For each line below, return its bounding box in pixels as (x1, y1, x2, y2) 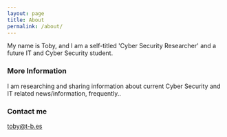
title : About (7, 17, 45, 23)
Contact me (7, 106, 47, 116)
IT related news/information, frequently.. (7, 89, 122, 97)
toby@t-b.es (7, 122, 43, 130)
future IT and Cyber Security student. (7, 49, 113, 57)
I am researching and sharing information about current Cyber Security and (7, 82, 221, 90)
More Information (7, 66, 67, 76)
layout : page (7, 10, 45, 17)
